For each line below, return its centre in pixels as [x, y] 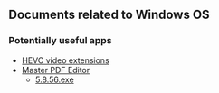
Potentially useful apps [60, 41]
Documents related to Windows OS [109, 15]
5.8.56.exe [54, 79]
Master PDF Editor [56, 70]
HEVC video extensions [65, 60]
